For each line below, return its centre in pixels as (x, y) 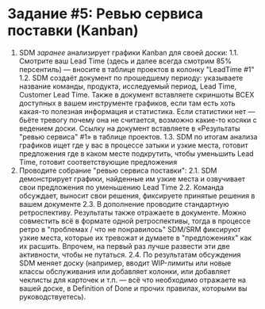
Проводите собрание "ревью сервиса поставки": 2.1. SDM (118, 170)
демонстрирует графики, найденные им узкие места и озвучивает (132, 178)
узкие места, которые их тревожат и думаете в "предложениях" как (135, 238)
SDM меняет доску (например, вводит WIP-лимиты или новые (125, 263)
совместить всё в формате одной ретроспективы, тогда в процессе (134, 221)
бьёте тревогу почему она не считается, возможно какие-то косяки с (138, 120)
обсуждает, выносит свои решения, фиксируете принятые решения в (137, 196)
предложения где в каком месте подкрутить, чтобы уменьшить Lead (136, 153)
